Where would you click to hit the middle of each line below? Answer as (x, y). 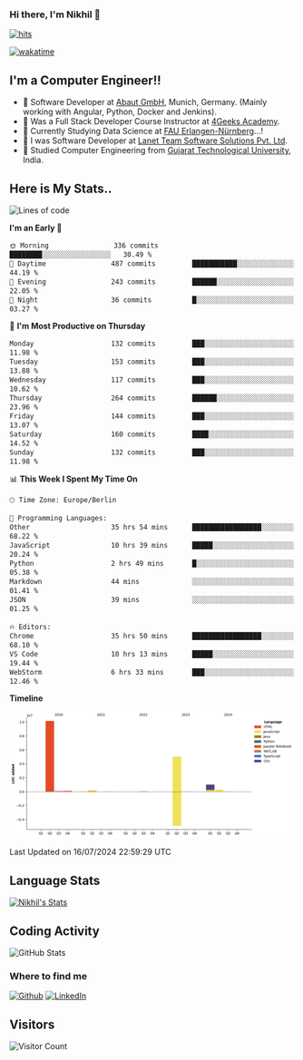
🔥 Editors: (30, 627)
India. (33, 160)
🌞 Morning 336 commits (84, 245)
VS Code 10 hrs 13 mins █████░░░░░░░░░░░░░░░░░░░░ (152, 654)
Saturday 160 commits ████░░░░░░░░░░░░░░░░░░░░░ (152, 434)
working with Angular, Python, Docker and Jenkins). (120, 112)
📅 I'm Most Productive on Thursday (78, 326)
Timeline (26, 698)
